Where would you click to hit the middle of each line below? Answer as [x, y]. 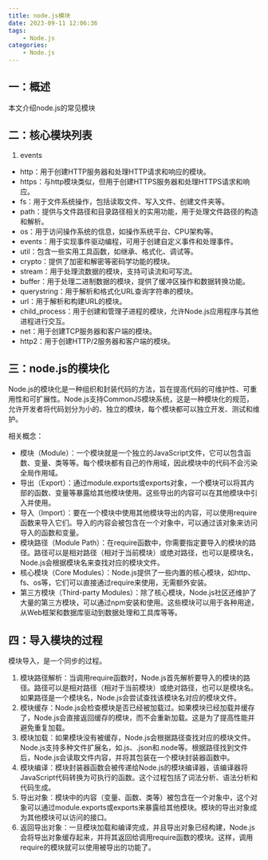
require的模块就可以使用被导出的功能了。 [87, 847]
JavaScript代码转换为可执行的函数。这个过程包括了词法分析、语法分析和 [139, 778]
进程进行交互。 [44, 321]
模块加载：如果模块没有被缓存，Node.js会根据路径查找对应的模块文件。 [137, 738]
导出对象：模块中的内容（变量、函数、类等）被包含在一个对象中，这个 [135, 798]
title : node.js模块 [39, 16]
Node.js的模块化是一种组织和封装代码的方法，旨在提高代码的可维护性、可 [129, 389]
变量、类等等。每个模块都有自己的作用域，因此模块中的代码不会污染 [146, 463]
